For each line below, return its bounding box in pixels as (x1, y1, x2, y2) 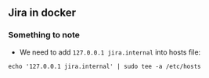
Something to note (8, 30, 80, 41)
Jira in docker (8, 6, 77, 19)
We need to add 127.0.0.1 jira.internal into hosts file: (19, 47, 201, 57)
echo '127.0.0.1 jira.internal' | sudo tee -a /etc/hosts (8, 62, 201, 70)
